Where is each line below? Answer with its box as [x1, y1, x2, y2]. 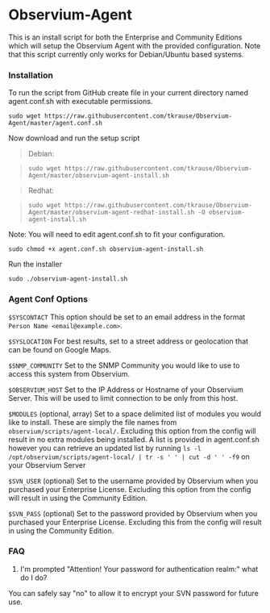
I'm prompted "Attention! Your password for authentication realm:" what [19, 564, 259, 573]
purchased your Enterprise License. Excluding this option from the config [8, 484, 251, 494]
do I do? [19, 573, 48, 582]
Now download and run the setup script [8, 133, 140, 143]
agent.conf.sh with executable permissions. [8, 97, 153, 106]
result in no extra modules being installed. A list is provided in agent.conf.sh [8, 434, 260, 444]
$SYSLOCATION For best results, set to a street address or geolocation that [8, 336, 248, 346]
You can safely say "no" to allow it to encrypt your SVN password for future [8, 588, 260, 598]
